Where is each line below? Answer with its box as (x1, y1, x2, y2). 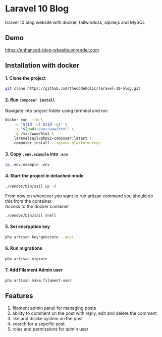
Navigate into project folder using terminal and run (5, 108, 108, 114)
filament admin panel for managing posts (12, 305, 97, 311)
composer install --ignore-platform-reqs (14, 140, 101, 145)
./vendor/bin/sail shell (5, 213, 56, 218)
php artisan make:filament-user (5, 278, 72, 283)
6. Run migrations (5, 245, 43, 251)
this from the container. (5, 198, 53, 204)
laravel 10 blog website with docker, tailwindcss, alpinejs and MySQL (5, 19, 145, 25)
